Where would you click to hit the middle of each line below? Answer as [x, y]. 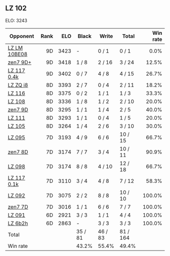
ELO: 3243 [16, 20]
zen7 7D [18, 207]
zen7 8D [18, 152]
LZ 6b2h [18, 223]
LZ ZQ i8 [18, 85]
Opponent [22, 36]
